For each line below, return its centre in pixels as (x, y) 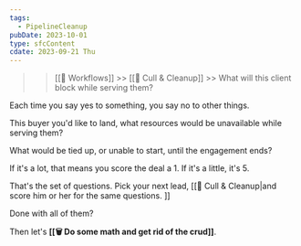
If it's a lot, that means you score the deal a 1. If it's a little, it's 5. (130, 168)
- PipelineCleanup (53, 27)
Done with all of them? (52, 214)
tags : (20, 18)
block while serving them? (104, 88)
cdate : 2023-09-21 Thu (52, 52)
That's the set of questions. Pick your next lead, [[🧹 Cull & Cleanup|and (143, 186)
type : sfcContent (42, 43)
